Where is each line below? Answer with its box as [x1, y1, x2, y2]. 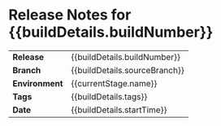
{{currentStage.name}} [71, 77, 158, 89]
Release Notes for [8, 6, 132, 24]
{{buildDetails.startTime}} [71, 104, 167, 115]
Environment [12, 77, 63, 89]
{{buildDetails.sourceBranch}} [71, 64, 184, 76]
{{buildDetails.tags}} [71, 91, 148, 102]
